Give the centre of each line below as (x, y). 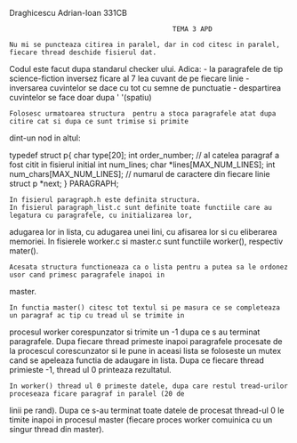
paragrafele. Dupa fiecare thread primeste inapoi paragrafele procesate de (146, 341)
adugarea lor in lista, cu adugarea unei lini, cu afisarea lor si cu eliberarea (143, 232)
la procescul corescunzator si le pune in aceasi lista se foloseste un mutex (145, 351)
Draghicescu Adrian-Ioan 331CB (68, 13)
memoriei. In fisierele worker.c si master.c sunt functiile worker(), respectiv (146, 241)
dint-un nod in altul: (45, 138)
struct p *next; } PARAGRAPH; (64, 183)
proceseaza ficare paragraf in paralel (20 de (97, 394)
